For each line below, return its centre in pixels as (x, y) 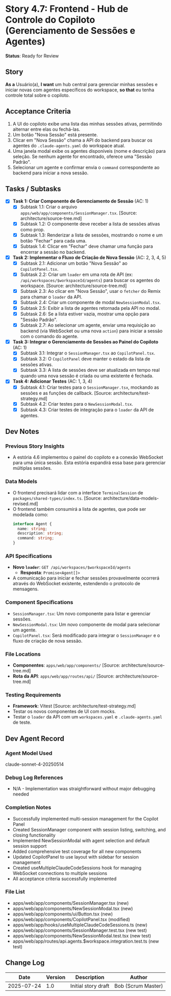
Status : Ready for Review (32, 56)
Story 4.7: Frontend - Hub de (67, 9)
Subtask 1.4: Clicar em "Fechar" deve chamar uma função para (87, 246)
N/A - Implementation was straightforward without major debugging (84, 789)
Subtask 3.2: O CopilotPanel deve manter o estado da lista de (85, 359)
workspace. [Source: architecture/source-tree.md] (74, 286)
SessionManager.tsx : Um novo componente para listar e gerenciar (81, 613)
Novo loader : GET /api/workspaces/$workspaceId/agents (72, 567)
